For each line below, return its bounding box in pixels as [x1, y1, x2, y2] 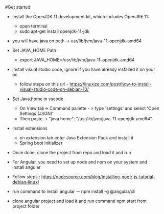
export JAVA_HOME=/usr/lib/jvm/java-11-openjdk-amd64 [19, 57, 135, 63]
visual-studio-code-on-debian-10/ [19, 86, 89, 92]
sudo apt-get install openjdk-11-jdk [19, 28, 90, 34]
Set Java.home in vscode [12, 96, 64, 102]
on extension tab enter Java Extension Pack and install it [19, 135, 134, 140]
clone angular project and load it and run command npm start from [12, 198, 147, 204]
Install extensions [12, 125, 47, 131]
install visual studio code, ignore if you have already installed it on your [12, 66, 155, 72]
